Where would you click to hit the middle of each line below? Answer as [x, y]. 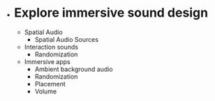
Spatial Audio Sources [67, 39]
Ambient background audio [74, 69]
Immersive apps [47, 61]
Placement [50, 84]
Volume [46, 91]
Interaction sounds [51, 47]
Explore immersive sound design [111, 13]
